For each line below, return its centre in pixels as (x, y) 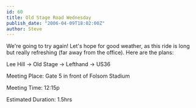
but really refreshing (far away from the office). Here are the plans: (90, 53)
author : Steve (24, 29)
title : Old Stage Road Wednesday (49, 18)
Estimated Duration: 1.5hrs (39, 100)
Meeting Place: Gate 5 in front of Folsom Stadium (68, 76)
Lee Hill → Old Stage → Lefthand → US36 (59, 64)
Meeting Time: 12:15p (33, 88)
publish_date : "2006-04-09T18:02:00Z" (56, 23)
